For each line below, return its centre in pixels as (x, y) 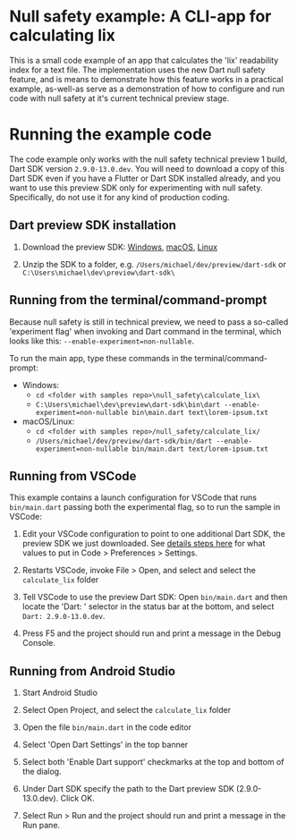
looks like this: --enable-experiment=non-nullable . (102, 341)
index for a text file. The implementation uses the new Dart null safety (137, 70)
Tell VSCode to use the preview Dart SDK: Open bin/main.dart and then (155, 597)
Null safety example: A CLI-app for (140, 17)
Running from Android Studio (93, 671)
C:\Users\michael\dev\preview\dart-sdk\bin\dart (128, 404)
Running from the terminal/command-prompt (138, 300)
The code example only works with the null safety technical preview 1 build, (148, 159)
